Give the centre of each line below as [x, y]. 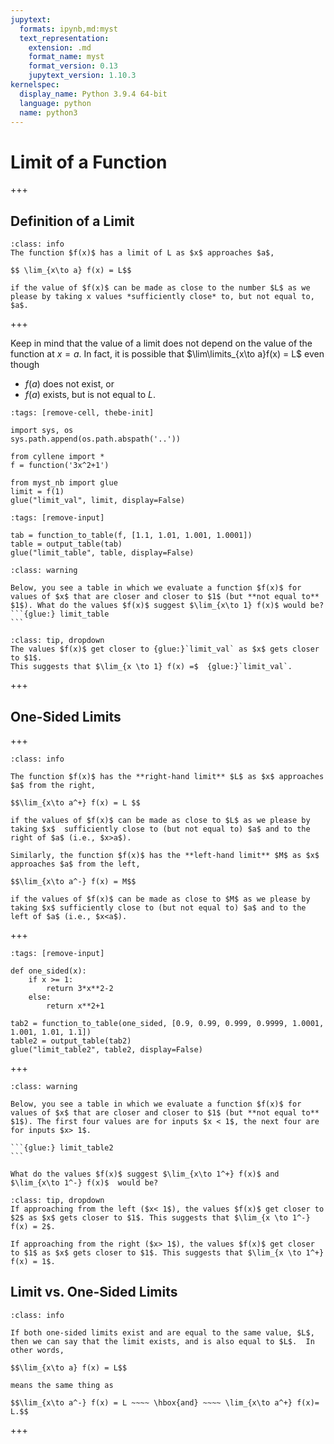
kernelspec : [35, 85]
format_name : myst [66, 57]
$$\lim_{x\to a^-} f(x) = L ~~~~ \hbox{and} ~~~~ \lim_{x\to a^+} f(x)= [165, 1402]
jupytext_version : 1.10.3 [82, 76]
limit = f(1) [37, 492]
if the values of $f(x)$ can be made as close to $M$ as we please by [160, 899]
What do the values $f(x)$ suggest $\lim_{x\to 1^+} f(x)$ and [145, 1174]
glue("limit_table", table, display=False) [102, 553]
